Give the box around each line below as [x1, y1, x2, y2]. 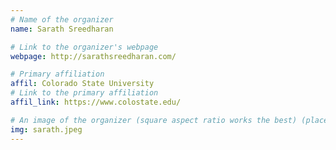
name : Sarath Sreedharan [10, 24, 114, 34]
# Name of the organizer [10, 14, 114, 25]
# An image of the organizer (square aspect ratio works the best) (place [10, 115, 329, 125]
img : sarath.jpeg [10, 124, 83, 135]
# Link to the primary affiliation [10, 88, 159, 98]
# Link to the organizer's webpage [10, 42, 159, 52]
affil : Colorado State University [10, 79, 155, 89]
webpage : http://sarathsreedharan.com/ [10, 51, 177, 61]
